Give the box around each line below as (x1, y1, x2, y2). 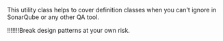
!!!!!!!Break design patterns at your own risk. (7, 27, 130, 34)
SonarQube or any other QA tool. (7, 13, 99, 21)
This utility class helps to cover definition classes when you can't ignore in (7, 6, 217, 14)
